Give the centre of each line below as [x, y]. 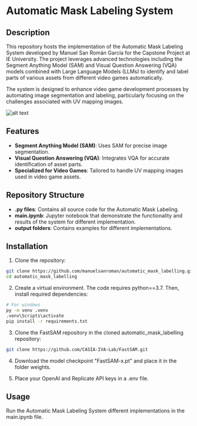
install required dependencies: [51, 294]
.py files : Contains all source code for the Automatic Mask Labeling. [97, 209]
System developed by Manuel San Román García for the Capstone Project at [98, 53]
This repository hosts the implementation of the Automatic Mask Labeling [95, 46]
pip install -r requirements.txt [47, 321]
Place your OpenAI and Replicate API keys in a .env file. [81, 378]
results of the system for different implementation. [75, 222]
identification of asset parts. [49, 164]
